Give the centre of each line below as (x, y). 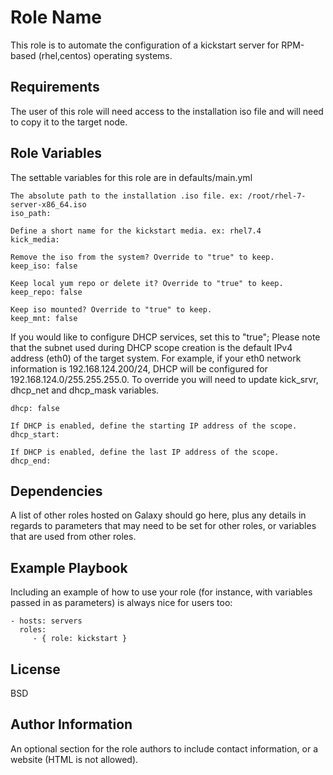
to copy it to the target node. (69, 122)
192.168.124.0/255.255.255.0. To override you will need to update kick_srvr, (164, 379)
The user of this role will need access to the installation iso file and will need (167, 111)
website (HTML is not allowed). (74, 759)
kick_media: (35, 239)
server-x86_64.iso (48, 204)
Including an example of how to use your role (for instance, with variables (161, 592)
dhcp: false (35, 408)
